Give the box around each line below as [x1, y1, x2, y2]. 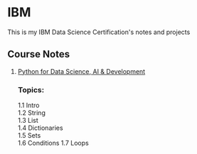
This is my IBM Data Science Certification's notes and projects [7, 28, 191, 36]
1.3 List [17, 116, 39, 125]
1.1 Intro [17, 101, 40, 110]
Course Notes [7, 48, 70, 60]
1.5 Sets [17, 131, 41, 140]
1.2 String [17, 109, 46, 117]
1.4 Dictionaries [17, 123, 63, 132]
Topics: [17, 84, 45, 94]
